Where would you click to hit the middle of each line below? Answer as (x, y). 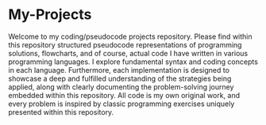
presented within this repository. (61, 112)
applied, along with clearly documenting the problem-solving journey (121, 87)
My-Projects (50, 15)
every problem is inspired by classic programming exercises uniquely (121, 104)
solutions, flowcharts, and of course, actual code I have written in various (128, 53)
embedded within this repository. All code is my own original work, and (124, 95)
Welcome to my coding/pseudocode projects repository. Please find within (130, 36)
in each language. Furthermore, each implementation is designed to (119, 70)
